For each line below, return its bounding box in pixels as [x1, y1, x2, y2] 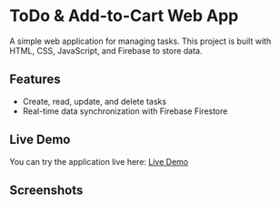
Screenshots [9, 182, 84, 198]
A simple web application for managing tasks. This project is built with [9, 36, 272, 46]
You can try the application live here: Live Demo [9, 156, 189, 167]
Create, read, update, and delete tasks [22, 96, 166, 107]
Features [9, 72, 61, 87]
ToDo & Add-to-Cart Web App [9, 5, 239, 26]
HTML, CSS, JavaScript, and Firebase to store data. [9, 45, 203, 56]
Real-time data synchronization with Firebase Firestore [22, 106, 228, 117]
